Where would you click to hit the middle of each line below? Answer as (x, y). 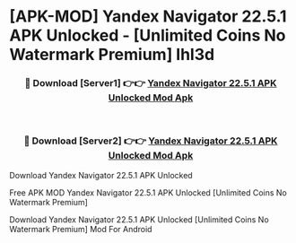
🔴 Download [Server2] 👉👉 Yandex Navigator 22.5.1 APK (151, 141)
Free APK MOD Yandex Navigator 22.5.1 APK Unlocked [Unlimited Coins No (148, 192)
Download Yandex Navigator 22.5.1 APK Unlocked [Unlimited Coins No (139, 219)
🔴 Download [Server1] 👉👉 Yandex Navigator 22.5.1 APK (151, 83)
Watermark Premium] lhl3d (112, 55)
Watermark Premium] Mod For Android (81, 229)
